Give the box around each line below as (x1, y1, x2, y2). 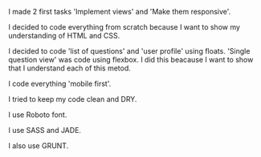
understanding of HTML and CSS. (8, 31, 120, 40)
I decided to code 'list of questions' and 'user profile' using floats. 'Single (8, 46, 251, 55)
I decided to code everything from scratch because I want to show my (8, 22, 241, 31)
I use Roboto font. (8, 110, 67, 119)
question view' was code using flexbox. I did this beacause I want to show (8, 55, 254, 64)
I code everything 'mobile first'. (8, 79, 112, 88)
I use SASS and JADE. (8, 126, 82, 135)
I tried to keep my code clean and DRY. (8, 95, 137, 103)
